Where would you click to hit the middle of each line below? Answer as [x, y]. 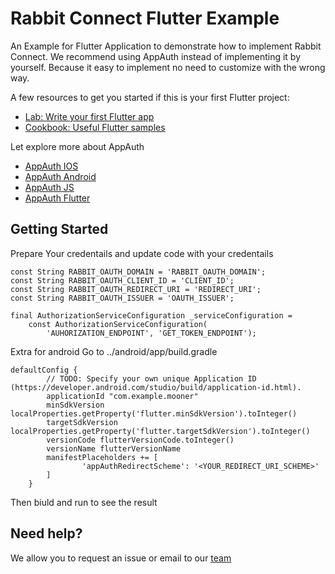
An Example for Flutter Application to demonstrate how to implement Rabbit [166, 46]
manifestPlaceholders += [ [102, 457]
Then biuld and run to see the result [84, 502]
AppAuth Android [60, 176]
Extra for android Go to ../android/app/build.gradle [114, 351]
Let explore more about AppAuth [77, 146]
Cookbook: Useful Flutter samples [95, 127]
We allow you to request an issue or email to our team [121, 558]
